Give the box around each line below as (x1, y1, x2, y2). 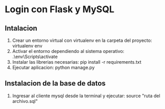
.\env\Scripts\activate (12, 53, 58, 60)
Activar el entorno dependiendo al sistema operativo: (12, 48, 125, 54)
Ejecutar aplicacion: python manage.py (12, 65, 95, 70)
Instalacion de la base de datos (5, 79, 106, 88)
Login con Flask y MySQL (5, 4, 115, 15)
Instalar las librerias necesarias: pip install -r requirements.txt (12, 59, 141, 65)
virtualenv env (12, 43, 43, 49)
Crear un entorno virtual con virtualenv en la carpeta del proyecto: (12, 37, 152, 43)
